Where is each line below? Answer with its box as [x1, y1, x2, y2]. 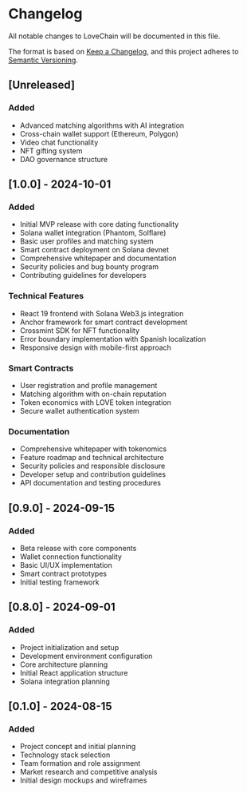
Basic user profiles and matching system [19, 236, 154, 246]
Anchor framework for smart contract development [19, 317, 188, 327]
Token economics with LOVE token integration [19, 397, 171, 407]
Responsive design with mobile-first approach [19, 343, 171, 352]
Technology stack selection [19, 750, 111, 759]
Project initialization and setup [19, 642, 120, 652]
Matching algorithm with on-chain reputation [19, 389, 167, 398]
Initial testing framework [19, 577, 100, 587]
